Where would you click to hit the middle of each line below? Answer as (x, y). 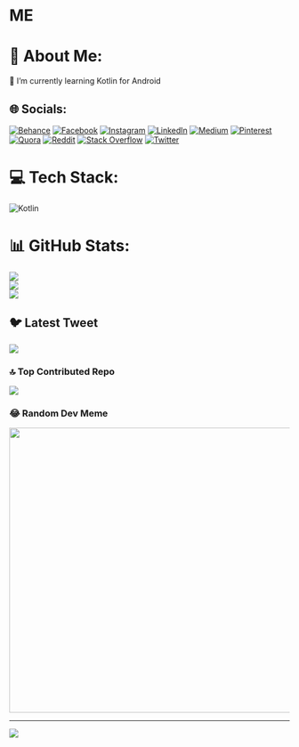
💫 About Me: (56, 57)
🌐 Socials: (38, 109)
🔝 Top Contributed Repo (62, 371)
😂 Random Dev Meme (59, 413)
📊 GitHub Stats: (70, 246)
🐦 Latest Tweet (54, 323)
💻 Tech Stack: (64, 178)
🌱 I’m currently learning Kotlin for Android (85, 81)
